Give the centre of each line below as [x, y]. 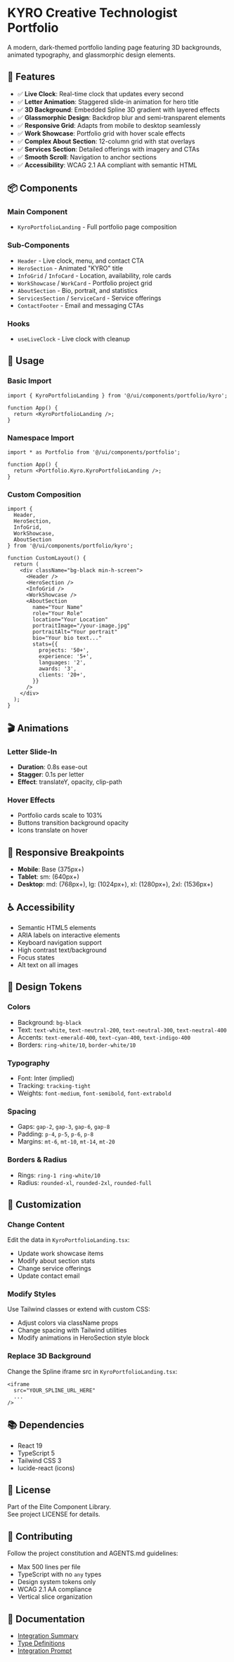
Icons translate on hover [52, 830]
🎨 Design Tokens [45, 987]
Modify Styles [32, 1294]
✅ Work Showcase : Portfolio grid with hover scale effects [101, 133]
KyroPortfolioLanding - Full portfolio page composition [97, 227]
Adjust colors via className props [68, 1323]
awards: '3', [58, 669]
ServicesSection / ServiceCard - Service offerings [89, 298]
